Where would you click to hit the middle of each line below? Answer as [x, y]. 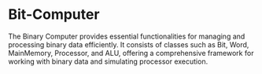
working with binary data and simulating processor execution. [108, 61]
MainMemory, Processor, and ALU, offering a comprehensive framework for [131, 53]
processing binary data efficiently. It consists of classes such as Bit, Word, [129, 44]
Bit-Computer [54, 15]
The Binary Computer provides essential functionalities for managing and [127, 36]
